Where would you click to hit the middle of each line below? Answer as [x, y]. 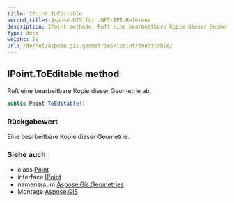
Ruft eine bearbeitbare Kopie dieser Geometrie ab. [79, 90]
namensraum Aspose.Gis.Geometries [70, 184]
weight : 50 [23, 40]
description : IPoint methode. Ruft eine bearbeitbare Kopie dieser [107, 26]
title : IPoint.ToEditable [45, 14]
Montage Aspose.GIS [48, 192]
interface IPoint [39, 177]
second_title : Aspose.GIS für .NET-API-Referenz [79, 20]
